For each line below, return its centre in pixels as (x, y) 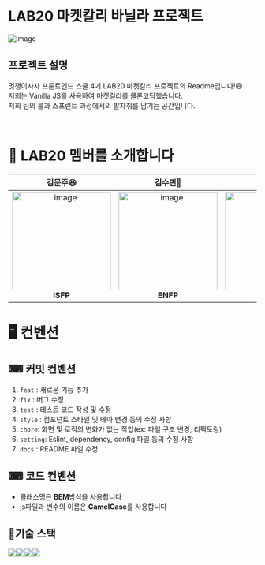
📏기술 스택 (32, 533)
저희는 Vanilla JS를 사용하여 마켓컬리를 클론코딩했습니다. (96, 95)
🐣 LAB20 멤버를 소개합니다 (91, 155)
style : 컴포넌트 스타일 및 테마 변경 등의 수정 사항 (95, 419)
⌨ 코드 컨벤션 (42, 476)
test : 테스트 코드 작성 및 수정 (65, 409)
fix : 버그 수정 (42, 399)
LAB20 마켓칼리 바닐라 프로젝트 (106, 16)
